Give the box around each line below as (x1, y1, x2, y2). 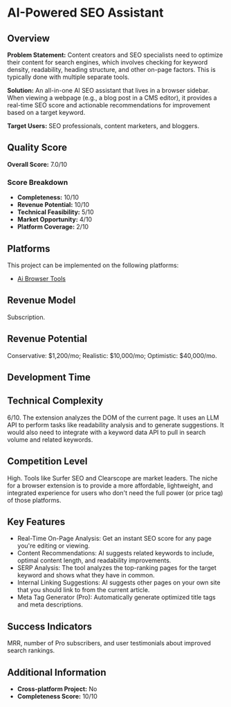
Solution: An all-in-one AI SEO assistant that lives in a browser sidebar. (7, 87, 210, 94)
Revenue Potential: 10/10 (17, 201, 90, 209)
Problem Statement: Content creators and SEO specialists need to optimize (7, 51, 223, 59)
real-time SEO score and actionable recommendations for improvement (7, 101, 211, 109)
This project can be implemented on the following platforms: (7, 261, 179, 269)
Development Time (7, 371, 91, 383)
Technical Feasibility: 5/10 (17, 208, 95, 216)
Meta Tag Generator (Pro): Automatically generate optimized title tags (17, 593, 216, 602)
